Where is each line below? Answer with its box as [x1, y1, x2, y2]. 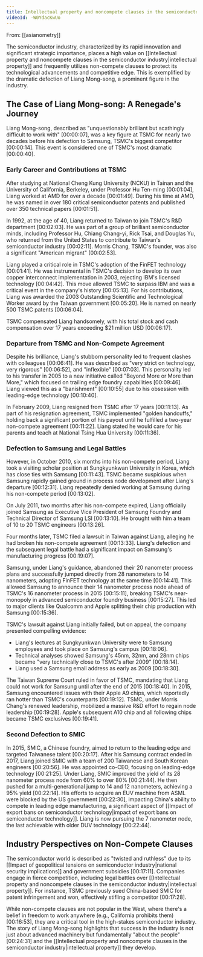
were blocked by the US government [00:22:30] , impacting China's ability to [6, 795, 196, 803]
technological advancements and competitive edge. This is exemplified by [6, 68, 191, 76]
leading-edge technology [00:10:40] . [6, 392, 98, 399]
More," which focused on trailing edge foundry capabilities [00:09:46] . [6, 378, 182, 385]
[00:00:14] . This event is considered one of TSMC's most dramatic [6, 144, 172, 152]
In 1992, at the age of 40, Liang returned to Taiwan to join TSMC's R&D [6, 216, 182, 224]
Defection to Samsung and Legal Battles [6, 444, 126, 452]
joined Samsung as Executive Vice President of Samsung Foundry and [6, 509, 181, 516]
